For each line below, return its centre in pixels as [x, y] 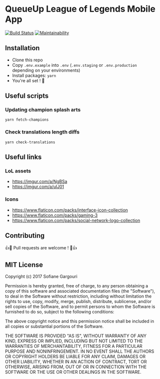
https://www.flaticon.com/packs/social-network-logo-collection [76, 220]
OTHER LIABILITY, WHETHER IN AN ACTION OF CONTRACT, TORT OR [76, 362]
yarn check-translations [30, 142]
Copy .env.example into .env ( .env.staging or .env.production [74, 65]
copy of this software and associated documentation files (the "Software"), [80, 291]
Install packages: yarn [34, 75]
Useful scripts [27, 96]
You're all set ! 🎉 [28, 80]
